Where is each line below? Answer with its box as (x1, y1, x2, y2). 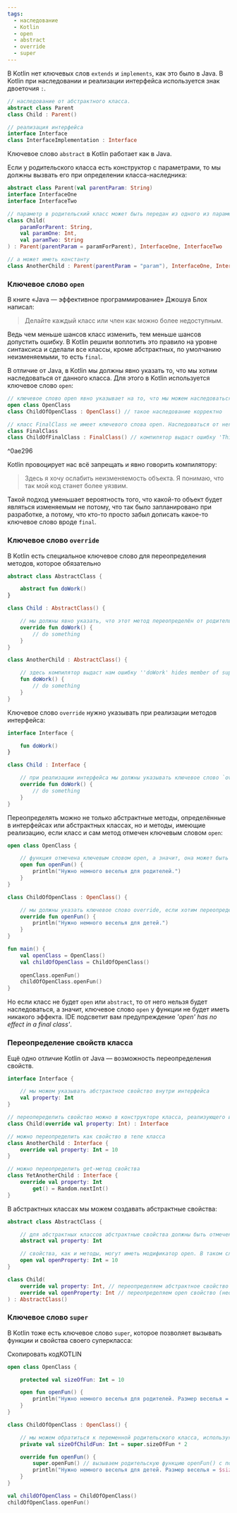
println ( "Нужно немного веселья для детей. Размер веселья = (32, 1466, 217, 1473)
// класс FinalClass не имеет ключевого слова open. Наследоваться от (7, 421, 219, 428)
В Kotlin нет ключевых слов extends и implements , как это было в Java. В (7, 69, 224, 78)
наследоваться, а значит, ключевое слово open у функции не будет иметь (7, 1005, 230, 1014)
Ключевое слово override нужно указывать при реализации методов (7, 708, 217, 717)
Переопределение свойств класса (7, 1038, 133, 1048)
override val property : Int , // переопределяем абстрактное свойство (20, 1283, 229, 1290)
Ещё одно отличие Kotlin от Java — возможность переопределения (7, 1054, 212, 1062)
